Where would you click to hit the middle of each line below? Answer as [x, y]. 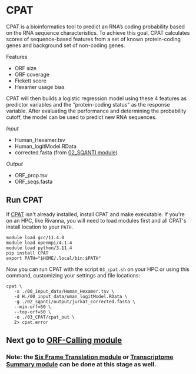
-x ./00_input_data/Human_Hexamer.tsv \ [64, 291]
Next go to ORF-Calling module [64, 340]
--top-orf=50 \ [32, 312]
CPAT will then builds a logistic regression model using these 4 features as [97, 98]
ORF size [26, 68]
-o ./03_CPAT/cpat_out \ [44, 317]
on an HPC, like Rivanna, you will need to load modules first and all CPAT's [96, 220]
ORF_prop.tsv [31, 175]
